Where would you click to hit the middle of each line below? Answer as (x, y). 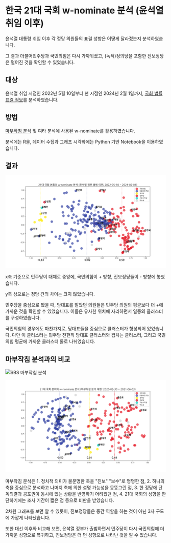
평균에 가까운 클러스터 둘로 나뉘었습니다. (55, 341)
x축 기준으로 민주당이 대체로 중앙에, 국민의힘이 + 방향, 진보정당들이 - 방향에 (80, 277)
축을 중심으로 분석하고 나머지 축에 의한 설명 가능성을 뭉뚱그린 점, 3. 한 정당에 (81, 488)
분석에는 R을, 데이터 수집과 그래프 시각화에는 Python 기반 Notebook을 (76, 142)
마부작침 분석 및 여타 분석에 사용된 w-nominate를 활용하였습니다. (70, 131)
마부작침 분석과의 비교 (38, 359)
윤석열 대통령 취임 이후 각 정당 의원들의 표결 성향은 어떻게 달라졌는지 (73, 38)
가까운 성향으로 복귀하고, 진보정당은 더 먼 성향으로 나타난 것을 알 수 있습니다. (81, 535)
